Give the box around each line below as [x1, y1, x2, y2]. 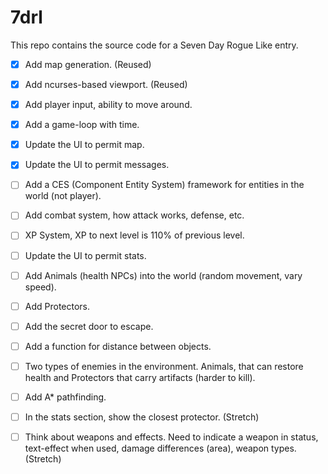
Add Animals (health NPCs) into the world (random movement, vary [24, 269, 303, 281]
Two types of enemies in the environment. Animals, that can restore [24, 360, 304, 372]
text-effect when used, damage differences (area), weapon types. [24, 442, 297, 455]
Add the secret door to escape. [24, 320, 154, 332]
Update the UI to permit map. [24, 139, 145, 151]
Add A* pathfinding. [24, 391, 107, 403]
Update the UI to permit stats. [24, 249, 147, 261]
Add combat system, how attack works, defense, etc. [24, 209, 245, 221]
